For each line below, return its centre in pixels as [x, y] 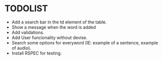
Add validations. [28, 32]
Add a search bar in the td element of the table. [59, 22]
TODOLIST [26, 9]
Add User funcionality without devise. [50, 38]
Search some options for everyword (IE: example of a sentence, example [85, 42]
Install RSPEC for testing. [37, 53]
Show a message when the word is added [54, 27]
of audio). [21, 48]
